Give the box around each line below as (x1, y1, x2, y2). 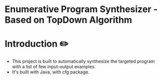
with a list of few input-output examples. (12, 64, 96, 70)
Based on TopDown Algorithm (5, 14, 132, 26)
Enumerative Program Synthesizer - (5, 4, 158, 15)
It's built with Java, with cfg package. (12, 69, 90, 75)
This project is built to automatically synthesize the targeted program (12, 58, 155, 64)
